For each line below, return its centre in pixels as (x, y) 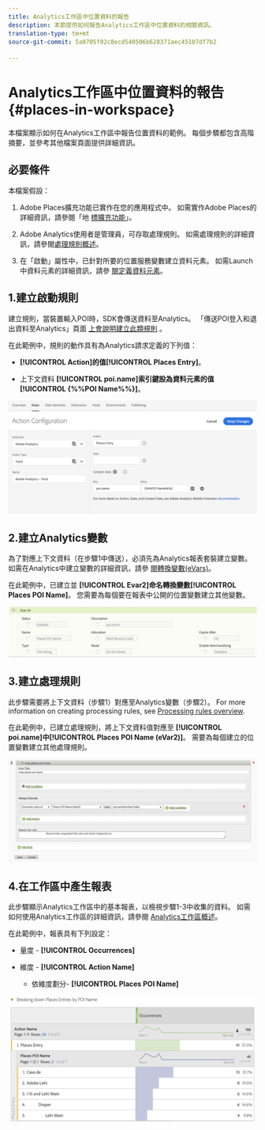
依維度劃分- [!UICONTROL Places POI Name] (105, 984)
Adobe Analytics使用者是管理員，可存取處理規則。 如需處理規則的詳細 (134, 234)
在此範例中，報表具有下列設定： (60, 934)
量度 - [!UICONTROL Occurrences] (77, 950)
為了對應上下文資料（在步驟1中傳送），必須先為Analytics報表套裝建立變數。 (130, 558)
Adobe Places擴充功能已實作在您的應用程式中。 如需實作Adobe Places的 (138, 207)
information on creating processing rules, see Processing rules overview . (127, 711)
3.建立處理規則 (45, 681)
